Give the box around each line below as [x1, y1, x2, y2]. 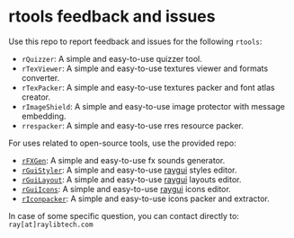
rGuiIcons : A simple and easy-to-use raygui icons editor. [21, 183, 231, 194]
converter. [21, 72, 60, 83]
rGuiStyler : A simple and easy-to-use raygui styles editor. [21, 164, 237, 175]
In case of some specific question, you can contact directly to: [8, 210, 240, 221]
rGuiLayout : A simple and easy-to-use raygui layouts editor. [21, 173, 242, 185]
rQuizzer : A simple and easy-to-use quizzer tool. [21, 53, 203, 64]
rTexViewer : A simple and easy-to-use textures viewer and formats [21, 63, 269, 74]
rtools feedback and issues [8, 6, 216, 27]
